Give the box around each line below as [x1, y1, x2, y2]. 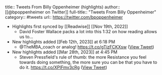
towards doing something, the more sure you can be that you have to [19, 60, 158, 65]
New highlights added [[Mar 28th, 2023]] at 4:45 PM [12, 49, 118, 55]
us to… [19, 34, 33, 39]
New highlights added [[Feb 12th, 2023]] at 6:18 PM [12, 39, 115, 45]
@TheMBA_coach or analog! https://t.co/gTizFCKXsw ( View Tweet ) [19, 44, 154, 50]
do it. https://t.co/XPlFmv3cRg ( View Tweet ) [19, 64, 108, 70]
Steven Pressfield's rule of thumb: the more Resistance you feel [19, 54, 146, 60]
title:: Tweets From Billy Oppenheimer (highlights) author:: [5, 4, 120, 10]
